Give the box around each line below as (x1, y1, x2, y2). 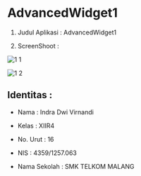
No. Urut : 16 (17, 135, 54, 143)
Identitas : (7, 89, 53, 101)
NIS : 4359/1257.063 (17, 149, 78, 157)
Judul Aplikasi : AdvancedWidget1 (17, 28, 117, 36)
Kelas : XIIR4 (17, 121, 55, 130)
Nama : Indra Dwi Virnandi (17, 107, 94, 116)
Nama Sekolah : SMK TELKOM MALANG (17, 162, 135, 170)
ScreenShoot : (17, 41, 60, 50)
